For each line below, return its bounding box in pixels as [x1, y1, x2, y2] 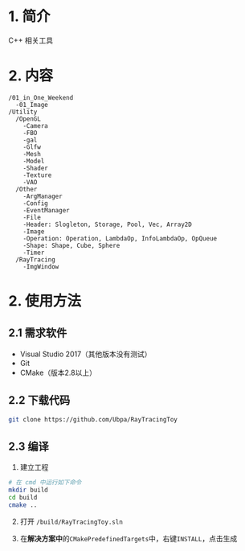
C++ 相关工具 [8, 35, 54, 45]
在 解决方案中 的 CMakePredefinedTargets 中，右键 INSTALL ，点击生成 [19, 533, 238, 543]
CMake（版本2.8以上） [19, 368, 96, 377]
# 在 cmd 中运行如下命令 [8, 479, 82, 487]
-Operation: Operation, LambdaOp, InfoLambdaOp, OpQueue [22, 234, 218, 242]
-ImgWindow [22, 262, 59, 270]
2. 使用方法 [8, 292, 82, 310]
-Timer [22, 249, 45, 257]
